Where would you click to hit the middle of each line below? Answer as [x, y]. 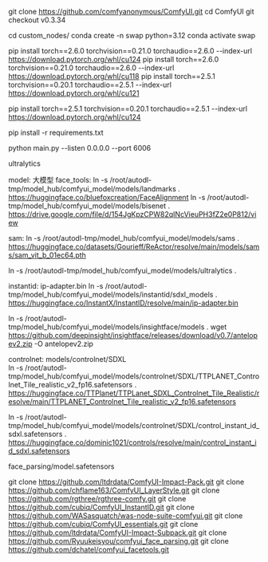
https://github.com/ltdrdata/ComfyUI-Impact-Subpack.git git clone [118, 533]
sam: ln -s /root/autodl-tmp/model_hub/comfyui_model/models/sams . [124, 238]
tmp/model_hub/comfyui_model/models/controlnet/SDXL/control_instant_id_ [134, 425]
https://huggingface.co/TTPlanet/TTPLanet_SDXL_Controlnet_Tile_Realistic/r [134, 393]
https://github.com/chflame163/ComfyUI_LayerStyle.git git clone [114, 490]
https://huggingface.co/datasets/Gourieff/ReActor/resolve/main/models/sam [134, 247]
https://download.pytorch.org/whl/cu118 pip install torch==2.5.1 [112, 76]
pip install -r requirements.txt [56, 132]
